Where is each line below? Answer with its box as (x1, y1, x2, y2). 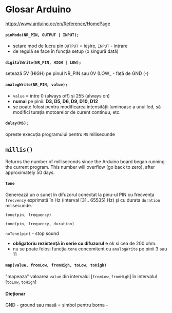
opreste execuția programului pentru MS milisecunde (5, 131, 116, 137)
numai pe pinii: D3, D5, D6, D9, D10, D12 (12, 98, 99, 104)
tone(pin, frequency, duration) (5, 221, 74, 226)
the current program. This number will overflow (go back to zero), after (5, 164, 155, 170)
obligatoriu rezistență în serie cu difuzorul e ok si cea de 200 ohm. (12, 240, 157, 246)
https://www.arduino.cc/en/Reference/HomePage (5, 21, 110, 27)
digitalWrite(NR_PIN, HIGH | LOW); (5, 60, 82, 65)
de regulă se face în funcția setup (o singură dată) (12, 48, 119, 54)
